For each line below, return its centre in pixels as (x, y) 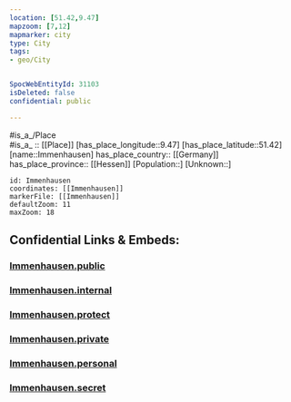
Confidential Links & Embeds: (95, 240)
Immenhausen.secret (58, 387)
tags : (20, 52)
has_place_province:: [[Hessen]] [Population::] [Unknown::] (120, 163)
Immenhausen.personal (63, 363)
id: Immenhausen (40, 181)
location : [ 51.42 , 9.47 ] (55, 18)
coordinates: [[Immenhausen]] (67, 188)
